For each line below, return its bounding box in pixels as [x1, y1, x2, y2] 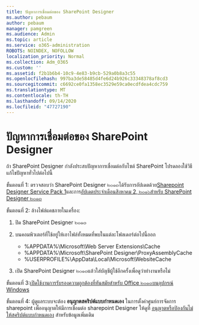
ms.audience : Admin [6, 31, 55, 37]
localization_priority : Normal [6, 53, 85, 59]
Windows [6, 286, 30, 293]
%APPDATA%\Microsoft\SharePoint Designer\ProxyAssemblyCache [23, 249, 192, 257]
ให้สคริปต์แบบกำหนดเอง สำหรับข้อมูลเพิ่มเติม [6, 311, 94, 318]
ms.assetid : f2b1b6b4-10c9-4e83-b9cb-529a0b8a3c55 [6, 70, 136, 76]
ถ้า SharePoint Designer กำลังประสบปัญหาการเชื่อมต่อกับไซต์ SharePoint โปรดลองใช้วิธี [6, 163, 192, 170]
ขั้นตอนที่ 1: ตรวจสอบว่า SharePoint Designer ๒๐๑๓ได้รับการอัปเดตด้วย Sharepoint [6, 181, 185, 189]
